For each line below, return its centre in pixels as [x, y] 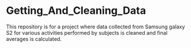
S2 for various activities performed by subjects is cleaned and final [87, 32]
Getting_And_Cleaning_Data [76, 11]
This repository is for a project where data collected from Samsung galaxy [96, 27]
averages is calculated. [34, 39]
